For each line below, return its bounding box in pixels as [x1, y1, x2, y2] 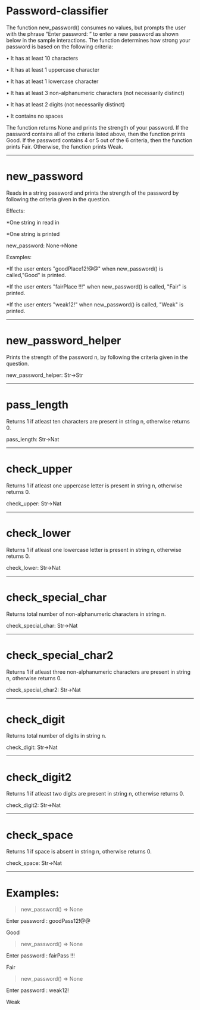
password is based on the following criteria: [6, 43, 114, 50]
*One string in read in [6, 219, 60, 226]
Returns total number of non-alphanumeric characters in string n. [6, 610, 166, 618]
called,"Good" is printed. [6, 271, 67, 278]
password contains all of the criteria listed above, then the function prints [6, 130, 186, 137]
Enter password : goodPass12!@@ [6, 917, 90, 925]
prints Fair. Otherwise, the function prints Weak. [6, 143, 124, 150]
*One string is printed [6, 230, 60, 237]
